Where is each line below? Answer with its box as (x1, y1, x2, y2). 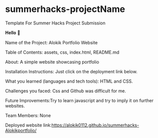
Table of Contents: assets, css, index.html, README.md (5, 49, 120, 55)
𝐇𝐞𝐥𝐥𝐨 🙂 (5, 29, 20, 35)
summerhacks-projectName (5, 3, 126, 15)
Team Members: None (5, 112, 51, 118)
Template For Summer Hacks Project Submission (5, 20, 106, 26)
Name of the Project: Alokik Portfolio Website (5, 39, 98, 45)
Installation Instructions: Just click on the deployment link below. (5, 68, 138, 74)
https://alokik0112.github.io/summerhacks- (51, 122, 140, 128)
